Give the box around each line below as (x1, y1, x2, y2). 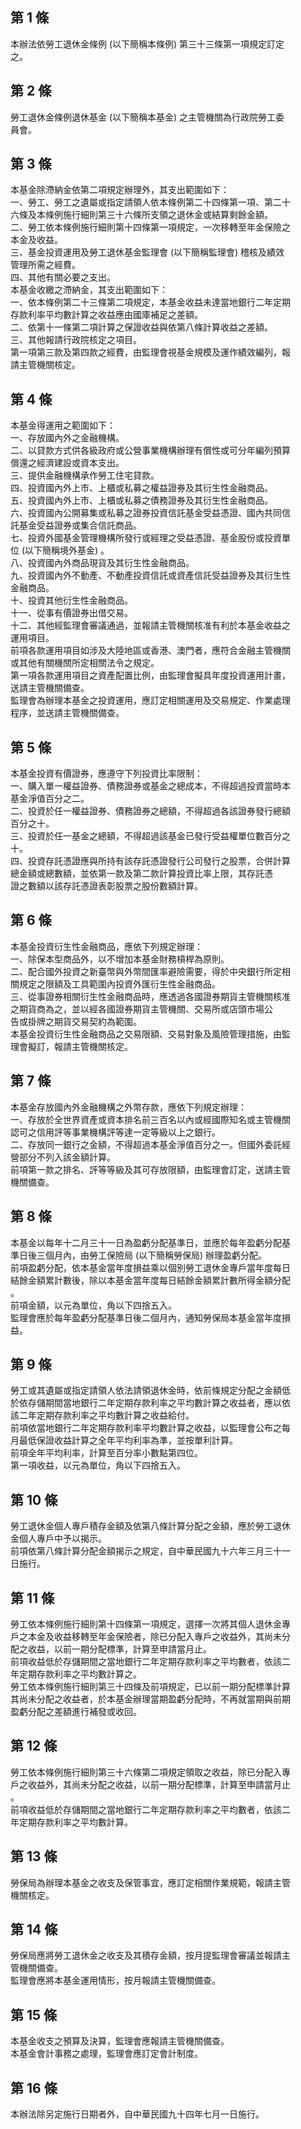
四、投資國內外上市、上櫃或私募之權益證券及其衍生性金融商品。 (10, 482, 273, 494)
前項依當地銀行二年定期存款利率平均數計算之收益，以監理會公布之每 (10, 1422, 291, 1434)
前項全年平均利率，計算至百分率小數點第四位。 (10, 1447, 203, 1459)
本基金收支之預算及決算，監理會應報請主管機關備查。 (10, 2035, 230, 2047)
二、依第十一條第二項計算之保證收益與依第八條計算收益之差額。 (10, 321, 273, 333)
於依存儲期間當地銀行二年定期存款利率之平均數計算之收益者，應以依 (10, 1397, 291, 1409)
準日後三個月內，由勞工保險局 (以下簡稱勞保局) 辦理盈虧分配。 (10, 1249, 268, 1261)
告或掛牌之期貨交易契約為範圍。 (10, 1015, 142, 1027)
